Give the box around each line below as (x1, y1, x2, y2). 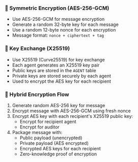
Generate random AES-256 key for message (12, 102, 105, 108)
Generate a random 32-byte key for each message (12, 21, 119, 27)
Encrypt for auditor (19, 124, 60, 130)
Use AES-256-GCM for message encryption (12, 16, 105, 22)
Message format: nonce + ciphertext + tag (12, 33, 104, 39)
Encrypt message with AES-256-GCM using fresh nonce (12, 108, 131, 114)
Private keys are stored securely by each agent (12, 73, 112, 79)
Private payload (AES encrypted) (19, 140, 89, 146)
